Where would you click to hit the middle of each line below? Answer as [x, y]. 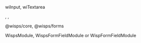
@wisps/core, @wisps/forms [35, 26]
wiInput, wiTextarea [25, 7]
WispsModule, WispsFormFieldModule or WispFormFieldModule [71, 35]
